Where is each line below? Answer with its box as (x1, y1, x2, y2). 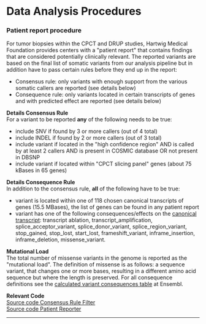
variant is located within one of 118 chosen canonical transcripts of (15, 197, 184, 205)
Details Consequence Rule (6, 179, 75, 186)
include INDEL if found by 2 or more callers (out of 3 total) (15, 134, 162, 141)
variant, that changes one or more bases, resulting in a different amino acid (6, 268, 196, 275)
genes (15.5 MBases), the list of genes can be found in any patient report (15, 203, 199, 211)
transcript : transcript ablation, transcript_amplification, (15, 216, 153, 224)
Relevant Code (6, 292, 45, 300)
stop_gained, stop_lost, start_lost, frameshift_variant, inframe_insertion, (15, 230, 195, 237)
